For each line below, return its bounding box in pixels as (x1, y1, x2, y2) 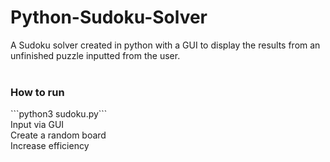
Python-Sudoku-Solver (10, 6, 208, 29)
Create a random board (10, 129, 107, 141)
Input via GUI (10, 119, 65, 131)
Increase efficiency (10, 140, 90, 152)
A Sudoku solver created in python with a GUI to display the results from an (10, 39, 321, 51)
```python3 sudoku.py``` (10, 108, 108, 120)
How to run (10, 85, 65, 99)
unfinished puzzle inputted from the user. (10, 49, 181, 61)
